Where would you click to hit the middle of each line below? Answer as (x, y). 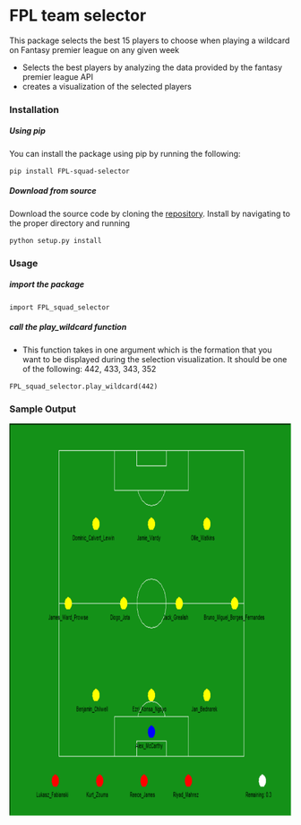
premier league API (58, 76)
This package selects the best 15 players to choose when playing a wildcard (150, 40)
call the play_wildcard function (68, 327)
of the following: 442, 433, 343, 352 (89, 369)
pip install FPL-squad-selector (69, 171)
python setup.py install (56, 240)
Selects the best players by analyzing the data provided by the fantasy (152, 67)
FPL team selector (78, 16)
